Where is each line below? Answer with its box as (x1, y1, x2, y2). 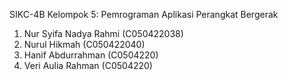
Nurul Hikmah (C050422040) (23, 39, 146, 50)
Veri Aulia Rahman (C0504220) (23, 60, 153, 71)
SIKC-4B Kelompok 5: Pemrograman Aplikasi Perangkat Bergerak (9, 9, 279, 20)
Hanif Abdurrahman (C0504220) (23, 49, 159, 61)
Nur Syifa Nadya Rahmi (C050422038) (23, 28, 184, 39)
